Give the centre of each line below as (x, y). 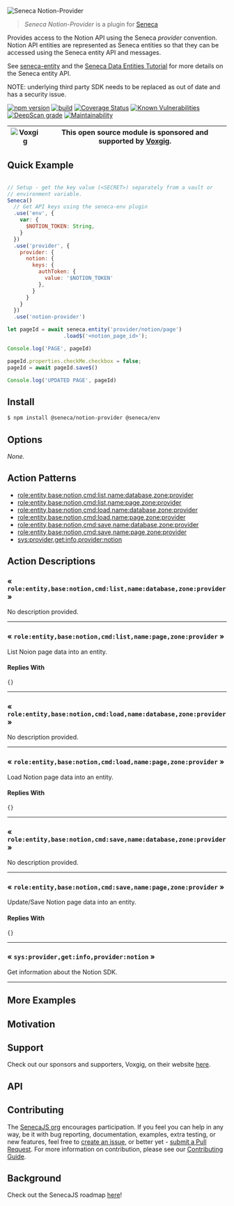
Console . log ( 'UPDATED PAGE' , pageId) (62, 380)
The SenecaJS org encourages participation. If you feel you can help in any (116, 1127)
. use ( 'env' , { (34, 213)
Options (25, 440)
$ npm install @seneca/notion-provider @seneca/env (84, 418)
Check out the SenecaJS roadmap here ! (65, 1195)
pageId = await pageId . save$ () (53, 368)
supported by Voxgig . (135, 141)
